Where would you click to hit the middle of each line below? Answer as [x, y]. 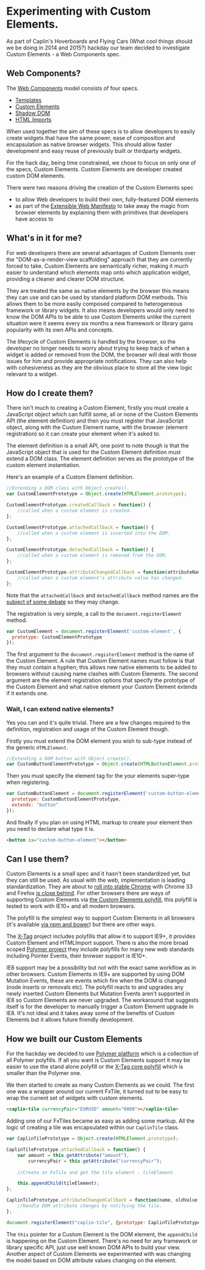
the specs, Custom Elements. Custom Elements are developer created [94, 169]
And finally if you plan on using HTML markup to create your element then [99, 822]
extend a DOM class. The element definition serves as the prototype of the [100, 459]
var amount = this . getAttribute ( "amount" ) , [74, 1155]
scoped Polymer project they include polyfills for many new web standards [100, 950]
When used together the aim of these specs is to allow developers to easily [101, 131]
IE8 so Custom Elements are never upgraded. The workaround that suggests [103, 1000]
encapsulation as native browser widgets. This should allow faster [89, 144]
